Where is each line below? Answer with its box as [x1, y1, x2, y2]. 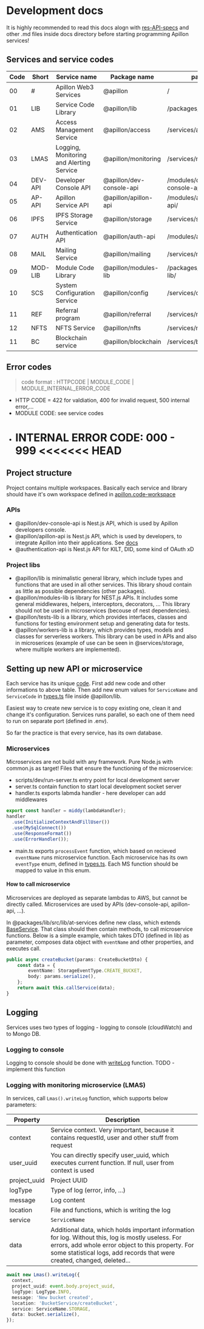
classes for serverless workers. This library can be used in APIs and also [15, 633, 197, 640]
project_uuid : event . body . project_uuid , [12, 1283, 115, 1289]
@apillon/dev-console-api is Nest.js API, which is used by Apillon [15, 519, 178, 527]
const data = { [17, 962, 56, 968]
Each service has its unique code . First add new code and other [6, 679, 166, 686]
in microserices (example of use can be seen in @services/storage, [15, 640, 184, 647]
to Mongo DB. [6, 1030, 41, 1037]
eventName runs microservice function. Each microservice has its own [15, 853, 188, 861]
